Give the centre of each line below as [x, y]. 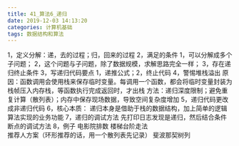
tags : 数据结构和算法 [36, 34]
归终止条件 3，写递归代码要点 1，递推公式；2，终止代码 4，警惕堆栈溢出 [114, 73]
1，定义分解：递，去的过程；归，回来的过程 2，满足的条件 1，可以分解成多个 [120, 55]
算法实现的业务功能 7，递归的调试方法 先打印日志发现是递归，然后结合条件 [117, 118]
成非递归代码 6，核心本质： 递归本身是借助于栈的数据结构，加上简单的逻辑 [117, 108]
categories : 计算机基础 [40, 27]
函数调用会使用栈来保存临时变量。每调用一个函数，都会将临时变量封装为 [126, 82]
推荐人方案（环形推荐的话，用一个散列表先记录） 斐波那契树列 [99, 135]
